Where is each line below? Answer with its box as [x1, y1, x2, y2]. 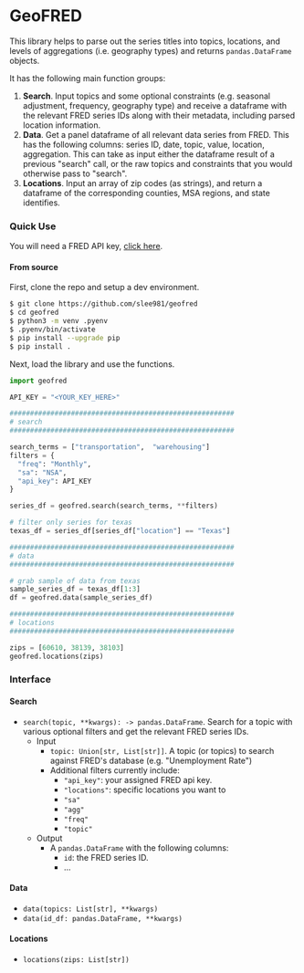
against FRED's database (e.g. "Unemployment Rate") [49, 755, 253, 766]
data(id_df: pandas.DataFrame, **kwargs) [22, 914, 183, 923]
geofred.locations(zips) [9, 652, 104, 661]
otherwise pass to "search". [22, 168, 128, 179]
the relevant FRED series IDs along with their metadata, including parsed [22, 110, 296, 120]
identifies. [22, 197, 61, 208]
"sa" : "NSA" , [17, 467, 68, 477]
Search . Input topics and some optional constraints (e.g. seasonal [22, 90, 271, 101]
